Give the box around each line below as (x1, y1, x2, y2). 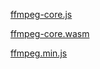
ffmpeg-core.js (10, 9, 73, 20)
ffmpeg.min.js (10, 47, 68, 59)
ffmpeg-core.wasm (10, 28, 90, 39)
